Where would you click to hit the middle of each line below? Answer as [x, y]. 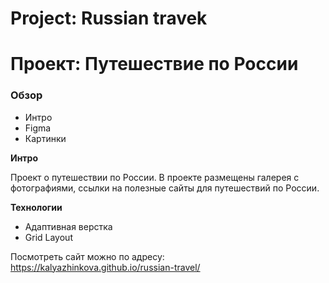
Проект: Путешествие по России [154, 64]
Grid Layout [48, 237]
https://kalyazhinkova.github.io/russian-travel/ [105, 267]
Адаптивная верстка [68, 226]
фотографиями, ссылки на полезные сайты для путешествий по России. [165, 188]
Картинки [45, 138]
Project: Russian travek [109, 18]
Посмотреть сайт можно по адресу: [87, 256]
